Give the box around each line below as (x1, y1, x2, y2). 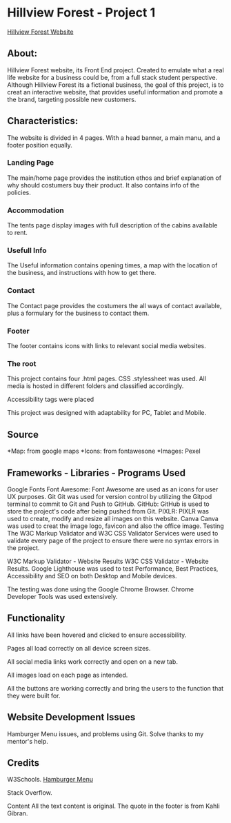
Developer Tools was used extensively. (7, 592, 118, 600)
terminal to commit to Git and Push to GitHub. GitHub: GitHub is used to (7, 500, 210, 508)
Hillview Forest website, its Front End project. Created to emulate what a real (7, 65, 224, 74)
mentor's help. (7, 737, 48, 745)
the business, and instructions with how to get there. (7, 269, 157, 277)
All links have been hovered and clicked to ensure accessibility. (7, 631, 187, 639)
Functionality (7, 612, 66, 624)
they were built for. (7, 691, 61, 700)
